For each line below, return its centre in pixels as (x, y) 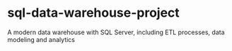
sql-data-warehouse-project (94, 13)
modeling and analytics (41, 39)
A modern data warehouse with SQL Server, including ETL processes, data (116, 32)
